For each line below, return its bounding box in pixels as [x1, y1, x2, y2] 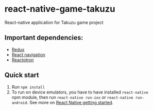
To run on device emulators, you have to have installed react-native [11, 89, 149, 95]
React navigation [11, 52, 46, 57]
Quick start [4, 71, 39, 79]
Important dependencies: [4, 34, 84, 42]
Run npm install [11, 84, 45, 90]
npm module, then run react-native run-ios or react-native [11, 94, 134, 100]
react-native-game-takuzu [4, 3, 115, 15]
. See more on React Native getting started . [27, 99, 114, 105]
